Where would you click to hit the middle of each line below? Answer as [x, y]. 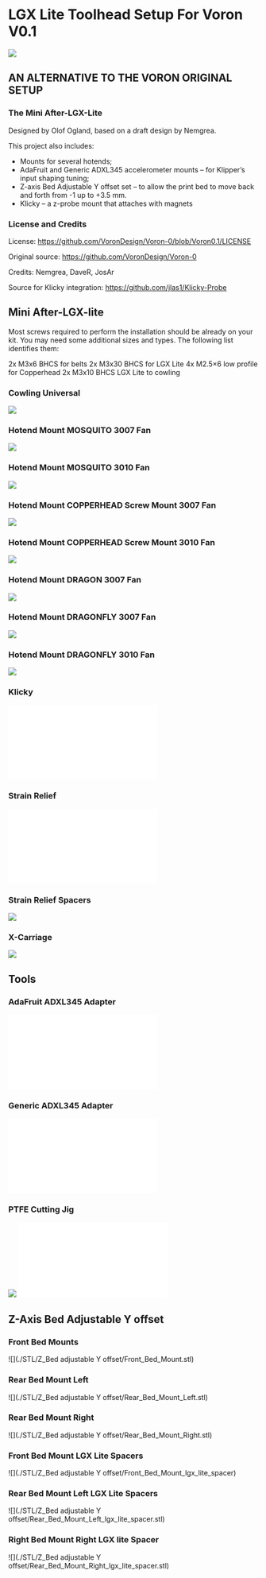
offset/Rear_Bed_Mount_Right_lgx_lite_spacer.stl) [89, 1565]
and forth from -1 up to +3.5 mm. [73, 195]
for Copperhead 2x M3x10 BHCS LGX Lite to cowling [94, 372]
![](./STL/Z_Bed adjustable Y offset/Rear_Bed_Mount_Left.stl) [108, 1397]
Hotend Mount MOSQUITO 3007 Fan [80, 430]
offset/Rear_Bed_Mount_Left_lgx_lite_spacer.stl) [87, 1519]
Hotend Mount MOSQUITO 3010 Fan [79, 468]
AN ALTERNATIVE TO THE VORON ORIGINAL [120, 78]
